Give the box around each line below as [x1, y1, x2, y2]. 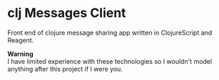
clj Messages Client [7, 5, 126, 21]
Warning [7, 50, 34, 58]
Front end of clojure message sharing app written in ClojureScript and [7, 28, 213, 37]
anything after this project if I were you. [7, 64, 123, 73]
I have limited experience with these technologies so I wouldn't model [7, 57, 213, 65]
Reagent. [7, 35, 34, 44]
